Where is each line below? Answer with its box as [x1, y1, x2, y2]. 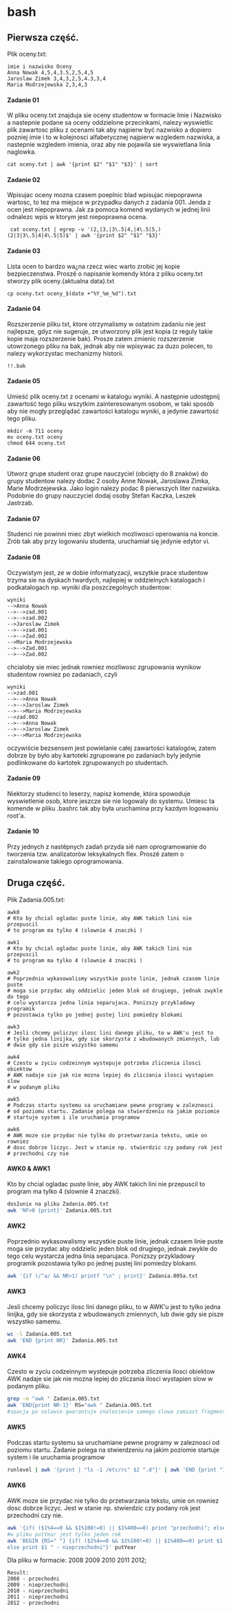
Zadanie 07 [7, 514, 40, 523]
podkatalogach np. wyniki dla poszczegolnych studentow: [7, 583, 172, 591]
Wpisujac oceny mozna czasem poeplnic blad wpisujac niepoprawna [7, 191, 203, 199]
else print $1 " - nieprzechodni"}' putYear [7, 1543, 137, 1551]
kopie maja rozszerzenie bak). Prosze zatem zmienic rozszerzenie [7, 334, 195, 343]
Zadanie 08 [7, 553, 41, 562]
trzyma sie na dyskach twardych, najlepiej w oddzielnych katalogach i [7, 576, 205, 584]
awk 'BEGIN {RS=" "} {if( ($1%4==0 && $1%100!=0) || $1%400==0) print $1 [7, 1537, 223, 1544]
